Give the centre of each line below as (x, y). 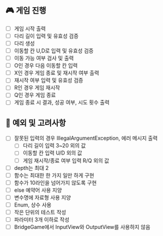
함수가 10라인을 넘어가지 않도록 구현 (55, 182)
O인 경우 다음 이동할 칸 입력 (46, 65)
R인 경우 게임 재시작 (37, 88)
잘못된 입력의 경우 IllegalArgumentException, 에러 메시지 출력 (86, 138)
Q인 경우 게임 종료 (35, 95)
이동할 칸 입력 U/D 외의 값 (52, 153)
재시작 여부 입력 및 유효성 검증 (49, 80)
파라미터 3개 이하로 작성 (42, 219)
